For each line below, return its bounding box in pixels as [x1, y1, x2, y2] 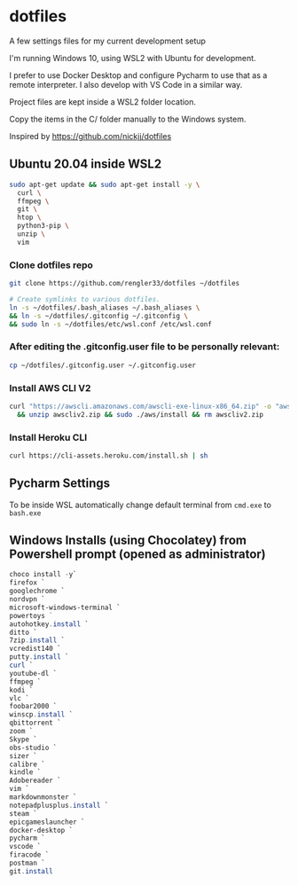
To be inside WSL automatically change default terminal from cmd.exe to [9, 499, 272, 510]
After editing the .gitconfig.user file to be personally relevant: [9, 341, 280, 353]
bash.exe [9, 508, 42, 518]
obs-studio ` [9, 743, 58, 752]
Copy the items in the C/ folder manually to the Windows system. [9, 114, 247, 124]
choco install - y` [9, 570, 77, 579]
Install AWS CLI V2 [9, 381, 91, 394]
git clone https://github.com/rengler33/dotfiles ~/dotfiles [9, 279, 240, 288]
